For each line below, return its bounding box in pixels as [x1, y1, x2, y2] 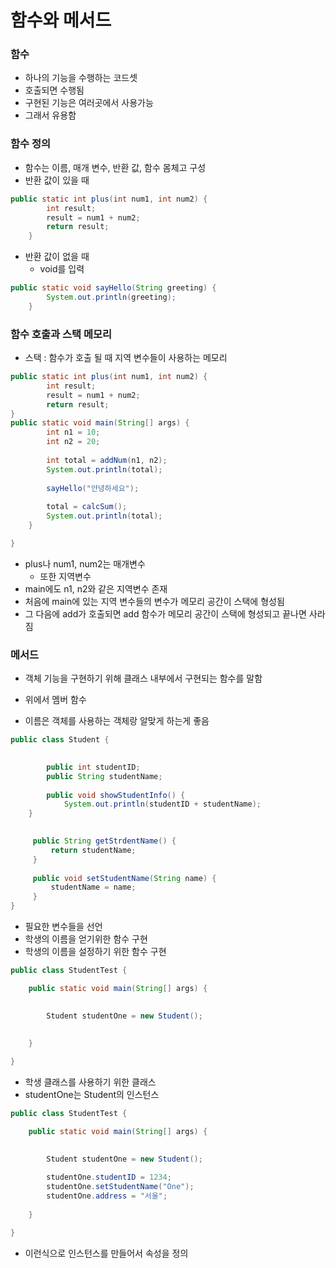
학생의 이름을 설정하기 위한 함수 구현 [24, 946, 167, 957]
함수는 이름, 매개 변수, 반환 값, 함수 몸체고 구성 [24, 161, 207, 173]
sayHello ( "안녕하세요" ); [46, 483, 140, 493]
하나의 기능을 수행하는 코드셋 [24, 72, 138, 84]
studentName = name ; [50, 882, 137, 893]
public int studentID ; [46, 762, 141, 772]
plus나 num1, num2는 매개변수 [24, 557, 146, 570]
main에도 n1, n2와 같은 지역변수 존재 [24, 582, 168, 595]
